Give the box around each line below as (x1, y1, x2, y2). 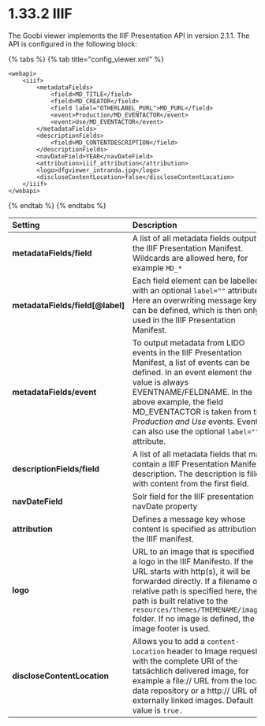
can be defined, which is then (132, 304, 242, 315)
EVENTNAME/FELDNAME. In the (132, 386, 253, 397)
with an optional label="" (132, 285, 226, 296)
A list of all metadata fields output (132, 233, 257, 244)
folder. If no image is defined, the (132, 612, 255, 624)
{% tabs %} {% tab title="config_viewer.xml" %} (8, 54, 164, 64)
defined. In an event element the (132, 367, 252, 378)
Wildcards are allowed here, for (132, 252, 248, 263)
